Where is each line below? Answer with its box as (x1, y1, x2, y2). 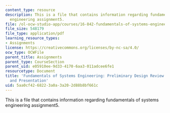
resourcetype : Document (5, 69, 56, 74)
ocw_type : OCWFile (5, 50, 44, 55)
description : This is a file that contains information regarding (5, 12, 148, 17)
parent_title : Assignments (5, 54, 62, 60)
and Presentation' (10, 78, 49, 83)
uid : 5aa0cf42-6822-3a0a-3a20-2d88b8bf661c (5, 83, 99, 88)
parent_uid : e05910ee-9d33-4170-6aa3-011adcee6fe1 (5, 64, 114, 69)
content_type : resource (5, 7, 56, 13)
